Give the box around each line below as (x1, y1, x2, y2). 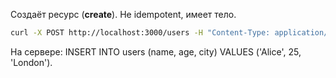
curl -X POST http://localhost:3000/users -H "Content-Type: (10, 28, 271, 38)
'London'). (10, 56, 53, 68)
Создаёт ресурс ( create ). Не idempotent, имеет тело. (10, 9, 237, 20)
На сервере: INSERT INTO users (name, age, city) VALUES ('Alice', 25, (10, 45, 302, 58)
